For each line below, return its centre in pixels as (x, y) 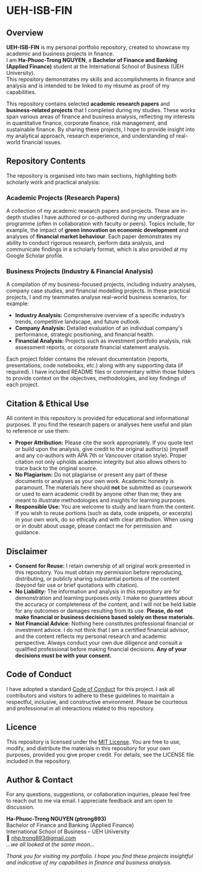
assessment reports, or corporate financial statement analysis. (93, 347)
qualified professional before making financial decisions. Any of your (101, 649)
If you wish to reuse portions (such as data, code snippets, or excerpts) (104, 513)
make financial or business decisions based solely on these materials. (105, 617)
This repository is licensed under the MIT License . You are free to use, (93, 742)
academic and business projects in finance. (60, 54)
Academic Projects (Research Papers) (63, 198)
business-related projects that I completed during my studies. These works (101, 110)
